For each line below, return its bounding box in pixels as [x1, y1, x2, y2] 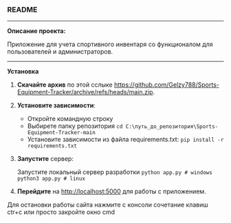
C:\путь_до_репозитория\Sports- [125, 123, 219, 130]
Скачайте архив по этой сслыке [16, 81, 113, 89]
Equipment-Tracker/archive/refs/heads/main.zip [16, 88, 153, 96]
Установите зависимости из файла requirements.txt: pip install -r [27, 136, 224, 144]
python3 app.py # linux [16, 176, 86, 182]
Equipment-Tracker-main [27, 129, 96, 136]
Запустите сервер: [16, 155, 74, 163]
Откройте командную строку [27, 115, 113, 123]
